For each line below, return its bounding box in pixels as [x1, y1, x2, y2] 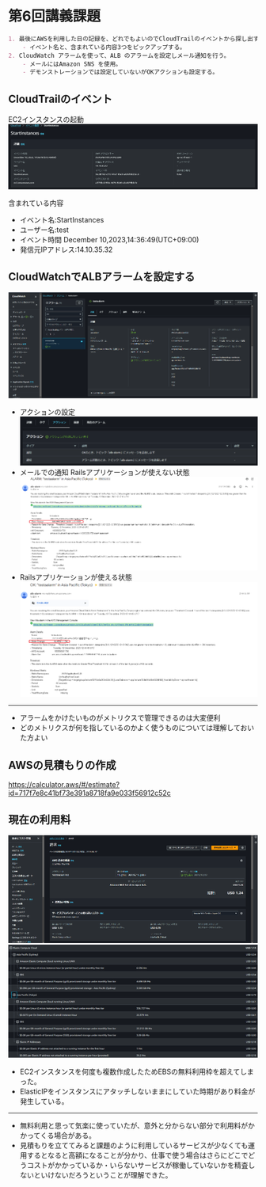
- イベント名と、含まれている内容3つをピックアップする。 [22, 43, 186, 51]
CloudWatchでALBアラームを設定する [8, 270, 196, 283]
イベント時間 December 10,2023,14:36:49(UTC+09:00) [19, 234, 199, 244]
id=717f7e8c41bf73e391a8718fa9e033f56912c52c [8, 789, 172, 798]
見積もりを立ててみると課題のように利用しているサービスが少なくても [19, 1140, 249, 1150]
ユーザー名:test [19, 225, 70, 234]
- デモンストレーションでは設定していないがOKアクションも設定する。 [22, 68, 219, 76]
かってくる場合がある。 [19, 1130, 97, 1140]
